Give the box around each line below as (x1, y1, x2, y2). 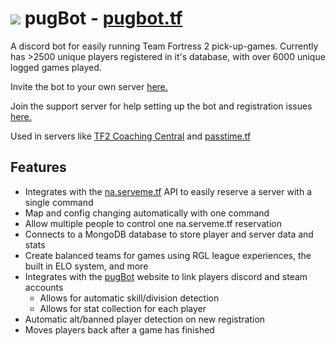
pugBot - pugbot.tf (24, 7, 183, 30)
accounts (24, 281, 64, 293)
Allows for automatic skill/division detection (39, 292, 220, 304)
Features (10, 159, 67, 176)
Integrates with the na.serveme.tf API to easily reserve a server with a (24, 185, 312, 197)
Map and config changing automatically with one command (24, 207, 270, 219)
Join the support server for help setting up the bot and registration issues (10, 100, 313, 112)
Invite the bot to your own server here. (10, 80, 168, 92)
